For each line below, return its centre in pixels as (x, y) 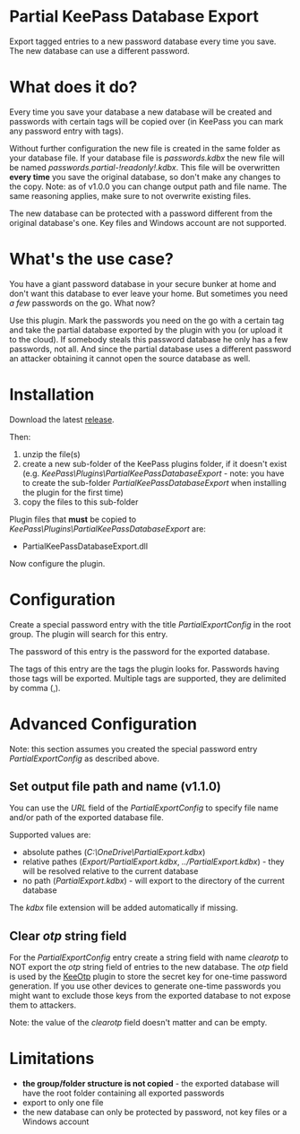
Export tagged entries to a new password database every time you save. (143, 41)
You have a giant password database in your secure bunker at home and (143, 283)
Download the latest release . (62, 420)
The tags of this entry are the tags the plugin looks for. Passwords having (144, 669)
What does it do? (73, 87)
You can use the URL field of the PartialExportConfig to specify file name (144, 808)
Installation (52, 394)
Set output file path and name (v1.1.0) (115, 787)
